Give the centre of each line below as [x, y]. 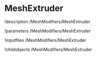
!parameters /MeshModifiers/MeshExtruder [48, 31]
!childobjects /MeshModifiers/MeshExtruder [48, 49]
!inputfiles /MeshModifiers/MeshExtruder [45, 40]
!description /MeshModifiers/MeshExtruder [47, 22]
